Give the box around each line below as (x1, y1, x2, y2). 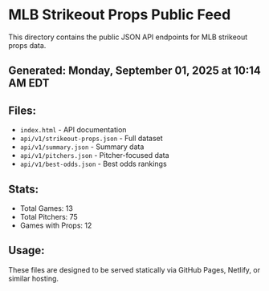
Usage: (8, 244, 46, 257)
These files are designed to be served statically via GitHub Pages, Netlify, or (8, 265, 261, 274)
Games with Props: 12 (19, 220, 92, 230)
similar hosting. (8, 273, 59, 283)
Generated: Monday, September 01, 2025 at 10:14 (8, 64, 261, 78)
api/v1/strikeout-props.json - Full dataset (19, 134, 163, 143)
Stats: (8, 182, 39, 196)
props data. (8, 40, 47, 50)
